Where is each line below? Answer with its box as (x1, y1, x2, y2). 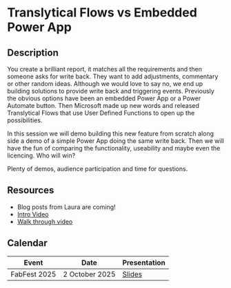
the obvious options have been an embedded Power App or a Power (7, 94, 201, 102)
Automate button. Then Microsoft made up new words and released (7, 102, 200, 109)
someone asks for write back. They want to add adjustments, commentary (7, 72, 219, 80)
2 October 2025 (63, 269, 116, 279)
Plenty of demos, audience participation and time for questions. (7, 165, 188, 173)
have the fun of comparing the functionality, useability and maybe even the (7, 144, 221, 152)
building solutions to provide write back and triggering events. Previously (7, 87, 215, 95)
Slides (122, 269, 143, 279)
